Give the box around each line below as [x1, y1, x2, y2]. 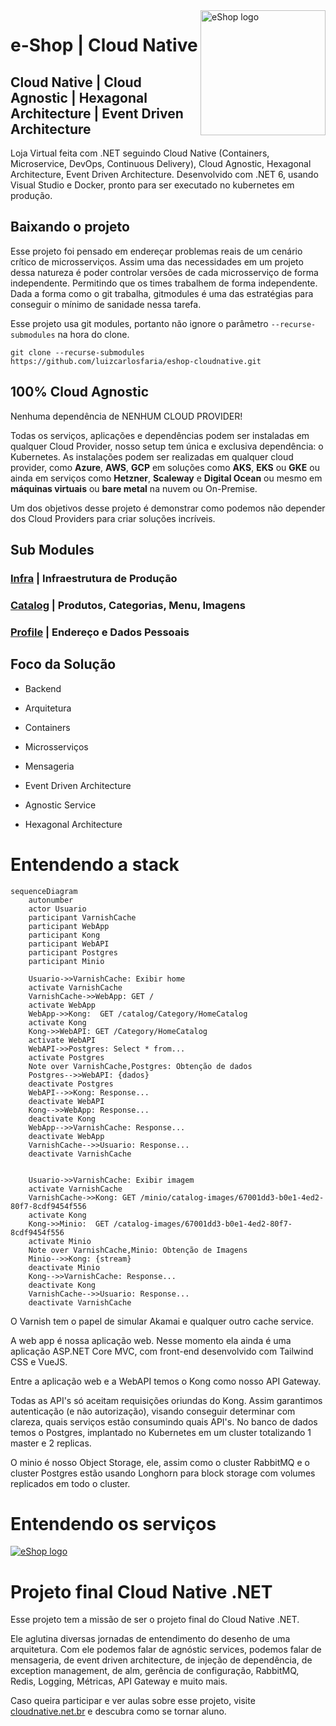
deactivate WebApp [28, 1131, 105, 1141]
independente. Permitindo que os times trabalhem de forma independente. [10, 277, 318, 289]
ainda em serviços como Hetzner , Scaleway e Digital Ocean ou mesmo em [10, 472, 323, 484]
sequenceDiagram [10, 886, 78, 896]
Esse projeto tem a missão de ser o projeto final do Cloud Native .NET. [10, 1614, 300, 1626]
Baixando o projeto [10, 219, 130, 236]
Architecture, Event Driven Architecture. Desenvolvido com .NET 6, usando [10, 169, 319, 180]
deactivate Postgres [28, 1079, 114, 1089]
